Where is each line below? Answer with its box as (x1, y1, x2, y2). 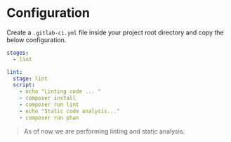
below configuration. (6, 35, 67, 44)
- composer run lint (19, 101, 79, 108)
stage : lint (13, 75, 48, 82)
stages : (6, 49, 29, 56)
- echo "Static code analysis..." (19, 108, 120, 115)
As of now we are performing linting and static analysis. (23, 127, 185, 135)
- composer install (19, 95, 77, 102)
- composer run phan (19, 114, 79, 121)
